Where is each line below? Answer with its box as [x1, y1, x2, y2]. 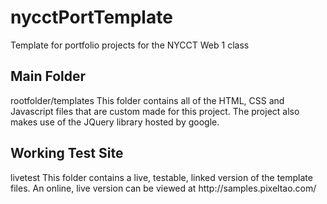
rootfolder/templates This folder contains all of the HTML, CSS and [10, 94, 285, 106]
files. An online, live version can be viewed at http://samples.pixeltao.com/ [10, 182, 317, 194]
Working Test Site [10, 145, 124, 162]
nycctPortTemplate [10, 6, 173, 29]
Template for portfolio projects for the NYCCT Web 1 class [10, 39, 250, 51]
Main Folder [10, 68, 87, 85]
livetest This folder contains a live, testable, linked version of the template [10, 171, 313, 183]
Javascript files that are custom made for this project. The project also [10, 105, 300, 117]
